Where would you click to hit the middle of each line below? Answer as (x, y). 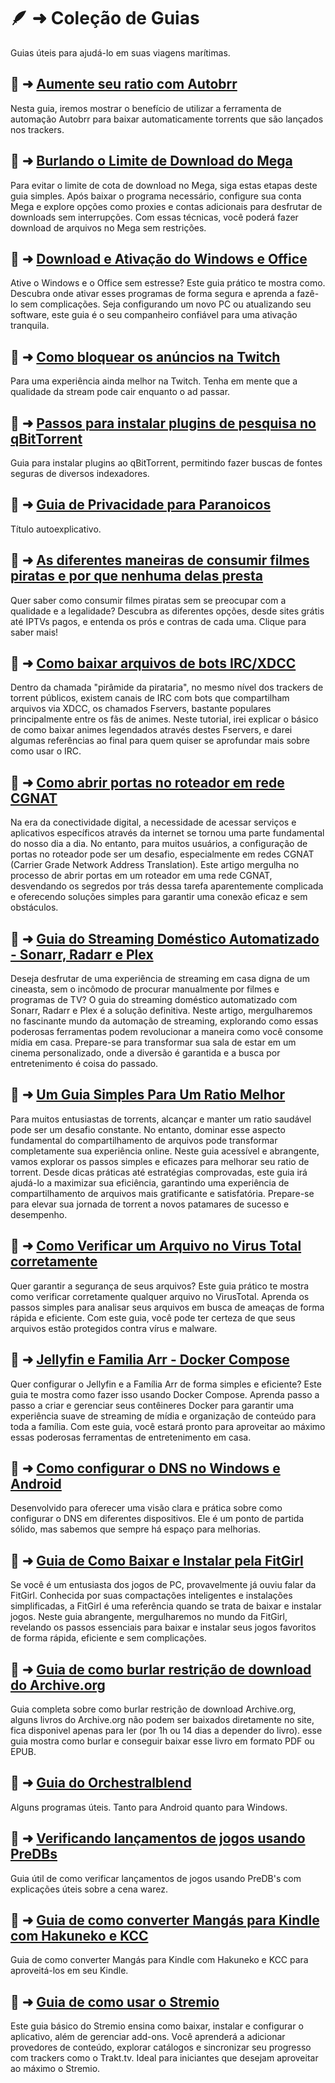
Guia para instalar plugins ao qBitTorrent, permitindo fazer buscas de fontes (166, 463)
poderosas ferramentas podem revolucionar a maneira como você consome (167, 1032)
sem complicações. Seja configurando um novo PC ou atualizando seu (165, 304)
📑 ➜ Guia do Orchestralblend (101, 1783)
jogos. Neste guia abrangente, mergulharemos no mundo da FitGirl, (149, 1617)
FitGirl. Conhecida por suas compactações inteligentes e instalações (151, 1596)
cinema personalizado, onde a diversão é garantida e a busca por (145, 1053)
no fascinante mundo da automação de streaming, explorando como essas (164, 1021)
